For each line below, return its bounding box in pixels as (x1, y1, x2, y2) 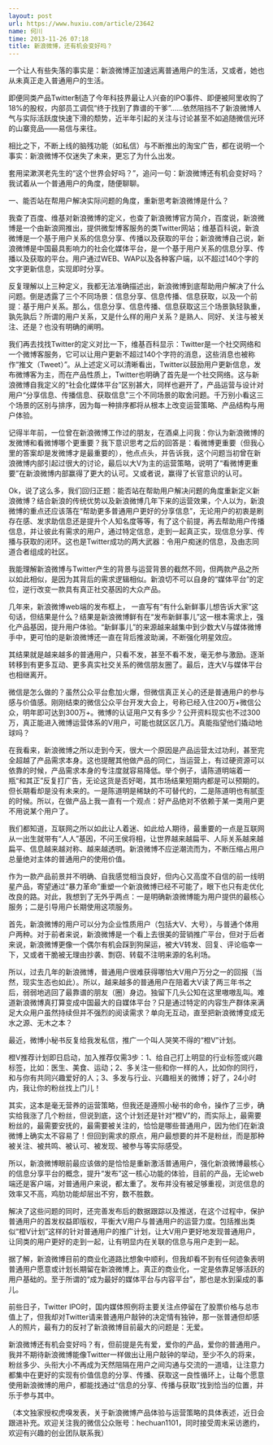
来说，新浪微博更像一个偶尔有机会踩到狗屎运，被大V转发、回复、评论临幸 (8, 939, 256, 949)
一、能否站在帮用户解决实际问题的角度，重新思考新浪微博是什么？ (8, 196, 229, 206)
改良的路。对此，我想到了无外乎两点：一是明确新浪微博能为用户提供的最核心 (8, 892, 265, 902)
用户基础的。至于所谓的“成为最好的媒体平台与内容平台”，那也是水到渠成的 (8, 1275, 258, 1285)
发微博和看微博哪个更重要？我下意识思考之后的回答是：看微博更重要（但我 (8, 438, 258, 448)
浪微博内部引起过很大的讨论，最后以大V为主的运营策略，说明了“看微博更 (8, 458, 252, 468)
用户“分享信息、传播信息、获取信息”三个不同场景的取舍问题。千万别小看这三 (8, 390, 264, 400)
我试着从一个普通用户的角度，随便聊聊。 (8, 178, 144, 188)
